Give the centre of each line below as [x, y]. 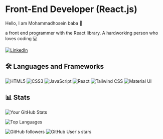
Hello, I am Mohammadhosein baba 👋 [44, 23]
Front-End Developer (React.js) [71, 9]
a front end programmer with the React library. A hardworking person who [82, 33]
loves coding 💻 [21, 38]
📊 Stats [18, 98]
